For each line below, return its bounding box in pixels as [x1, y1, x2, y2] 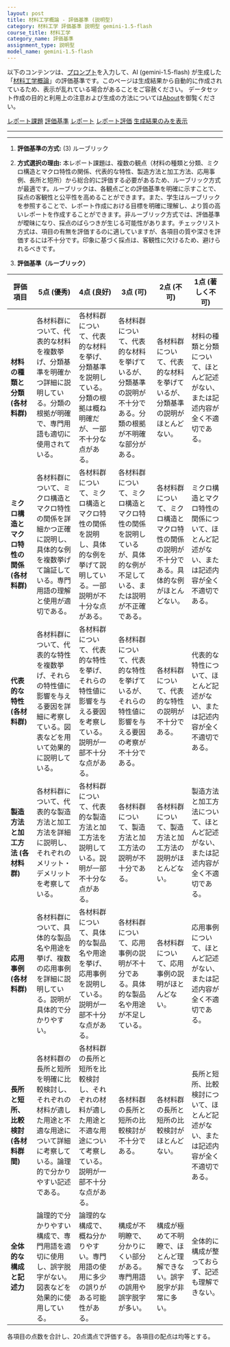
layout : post [7, 10, 44, 17]
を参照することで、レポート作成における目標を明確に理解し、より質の [16, 202, 215, 210]
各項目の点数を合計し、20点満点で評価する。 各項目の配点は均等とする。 [7, 1332, 214, 1340]
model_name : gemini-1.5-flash [7, 49, 94, 56]
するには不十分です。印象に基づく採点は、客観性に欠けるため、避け [23, 236, 215, 244]
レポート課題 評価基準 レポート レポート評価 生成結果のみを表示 [7, 117, 188, 125]
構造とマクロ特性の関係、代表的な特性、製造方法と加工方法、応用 [23, 167, 209, 175]
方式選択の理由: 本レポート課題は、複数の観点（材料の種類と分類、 [16, 158, 207, 167]
